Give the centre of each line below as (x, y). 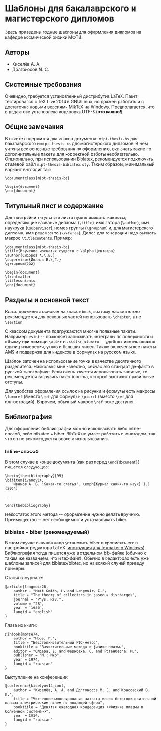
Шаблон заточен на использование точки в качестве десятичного (73, 361)
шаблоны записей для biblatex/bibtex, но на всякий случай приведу (75, 563)
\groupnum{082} (20, 264)
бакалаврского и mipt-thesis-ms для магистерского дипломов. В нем (76, 144)
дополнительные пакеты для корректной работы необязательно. (72, 154)
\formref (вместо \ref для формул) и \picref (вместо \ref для (69, 396)
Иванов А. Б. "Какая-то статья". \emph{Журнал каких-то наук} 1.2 (82, 484)
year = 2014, (27, 716)
